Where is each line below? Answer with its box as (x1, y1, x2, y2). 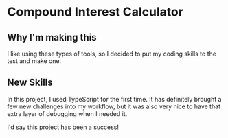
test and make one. (7, 57, 62, 65)
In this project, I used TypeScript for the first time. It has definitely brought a (7, 95, 222, 103)
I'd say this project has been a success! (7, 123, 119, 131)
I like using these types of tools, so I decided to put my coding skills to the (7, 49, 216, 58)
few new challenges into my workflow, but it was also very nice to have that (7, 102, 221, 111)
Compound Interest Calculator (7, 4, 184, 20)
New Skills (7, 77, 53, 89)
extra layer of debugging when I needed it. (7, 109, 128, 117)
